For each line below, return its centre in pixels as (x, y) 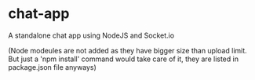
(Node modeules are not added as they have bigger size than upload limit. (127, 50)
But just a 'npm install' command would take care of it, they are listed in (124, 59)
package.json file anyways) (52, 67)
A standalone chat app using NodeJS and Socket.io (91, 35)
